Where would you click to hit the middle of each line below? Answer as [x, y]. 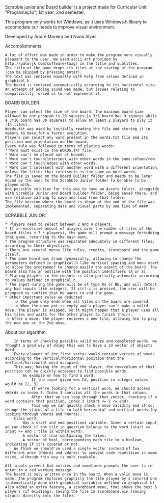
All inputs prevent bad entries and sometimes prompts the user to [76, 466]
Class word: [26, 419]
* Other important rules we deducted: [45, 297]
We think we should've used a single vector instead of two [77, 449]
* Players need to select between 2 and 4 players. [59, 224]
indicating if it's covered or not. [42, 444]
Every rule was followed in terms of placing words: [60, 146]
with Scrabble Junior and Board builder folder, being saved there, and [81, 193]
